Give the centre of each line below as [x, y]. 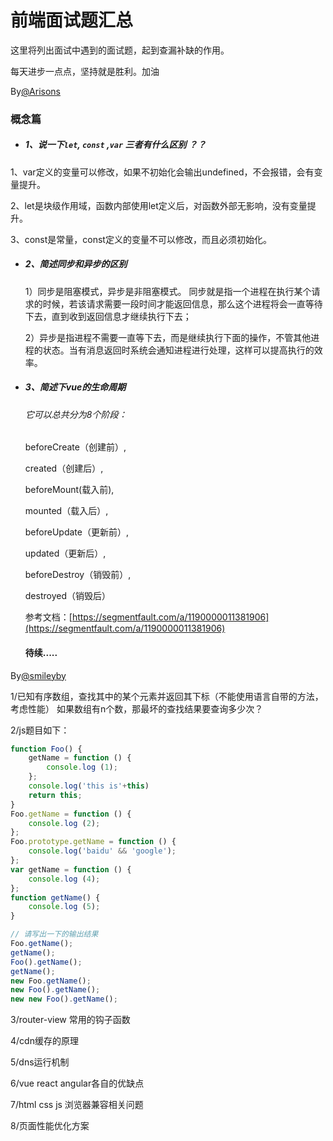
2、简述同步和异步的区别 [76, 264]
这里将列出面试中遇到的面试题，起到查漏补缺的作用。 [120, 50]
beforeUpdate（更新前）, [76, 532]
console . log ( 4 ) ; [64, 879]
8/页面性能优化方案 [50, 1126]
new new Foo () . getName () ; [64, 999]
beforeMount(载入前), [69, 490]
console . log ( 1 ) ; [82, 767]
